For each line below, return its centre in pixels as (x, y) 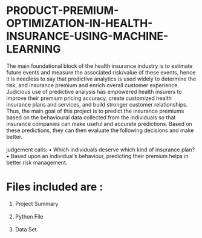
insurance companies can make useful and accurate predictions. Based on (99, 124)
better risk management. (37, 162)
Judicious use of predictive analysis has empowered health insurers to (94, 91)
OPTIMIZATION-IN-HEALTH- (80, 23)
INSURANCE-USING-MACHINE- (87, 36)
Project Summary (37, 203)
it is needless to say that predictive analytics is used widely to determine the (101, 79)
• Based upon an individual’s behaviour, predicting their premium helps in (97, 156)
